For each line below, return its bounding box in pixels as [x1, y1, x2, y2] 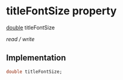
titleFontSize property [6, 4, 117, 18]
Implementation [6, 53, 67, 63]
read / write [6, 35, 34, 42]
